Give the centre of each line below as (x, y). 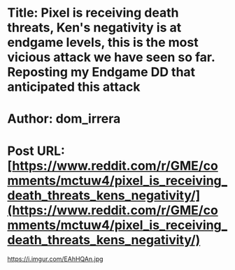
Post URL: (36, 151)
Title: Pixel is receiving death (93, 13)
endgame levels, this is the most (103, 43)
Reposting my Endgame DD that (101, 72)
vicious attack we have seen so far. (111, 58)
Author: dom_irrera (64, 119)
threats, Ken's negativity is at (94, 28)
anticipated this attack (74, 87)
